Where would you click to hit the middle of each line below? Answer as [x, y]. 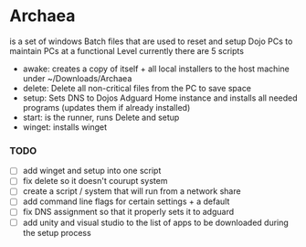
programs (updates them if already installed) [106, 107]
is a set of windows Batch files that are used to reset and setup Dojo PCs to [151, 41]
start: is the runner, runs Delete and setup [101, 117]
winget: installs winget [65, 127]
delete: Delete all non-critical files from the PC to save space [137, 88]
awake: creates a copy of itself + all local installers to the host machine [156, 69]
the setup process [57, 232]
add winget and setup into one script [92, 171]
